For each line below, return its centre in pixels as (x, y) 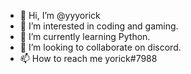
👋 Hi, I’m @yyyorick (60, 15)
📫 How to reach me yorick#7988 (88, 58)
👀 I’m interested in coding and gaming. (99, 26)
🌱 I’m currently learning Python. (85, 36)
